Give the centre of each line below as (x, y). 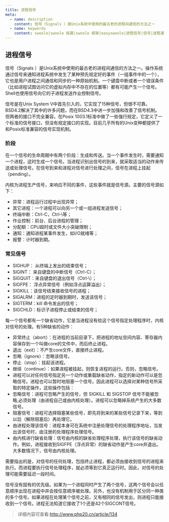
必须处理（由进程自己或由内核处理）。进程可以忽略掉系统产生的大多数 (90, 400)
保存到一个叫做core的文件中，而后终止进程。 (64, 344)
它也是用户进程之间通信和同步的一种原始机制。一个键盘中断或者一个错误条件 (84, 81)
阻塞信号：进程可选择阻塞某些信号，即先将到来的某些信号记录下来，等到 (87, 413)
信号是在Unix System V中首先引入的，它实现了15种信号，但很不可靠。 (78, 104)
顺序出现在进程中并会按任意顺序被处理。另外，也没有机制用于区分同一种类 (87, 491)
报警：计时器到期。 (32, 240)
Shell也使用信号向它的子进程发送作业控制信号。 (55, 93)
